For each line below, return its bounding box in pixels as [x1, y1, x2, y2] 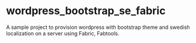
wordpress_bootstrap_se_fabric [6, 4, 166, 18]
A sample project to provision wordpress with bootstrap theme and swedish [6, 24, 190, 31]
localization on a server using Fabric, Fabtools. [6, 29, 120, 37]
